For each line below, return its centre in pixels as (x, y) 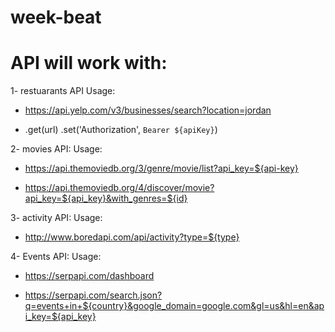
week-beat (56, 17)
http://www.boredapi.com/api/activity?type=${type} (132, 237)
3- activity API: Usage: (56, 218)
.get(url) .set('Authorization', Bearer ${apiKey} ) (121, 130)
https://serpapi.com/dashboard (89, 276)
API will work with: (89, 63)
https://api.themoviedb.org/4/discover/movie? (119, 188)
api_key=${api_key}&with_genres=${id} (106, 198)
